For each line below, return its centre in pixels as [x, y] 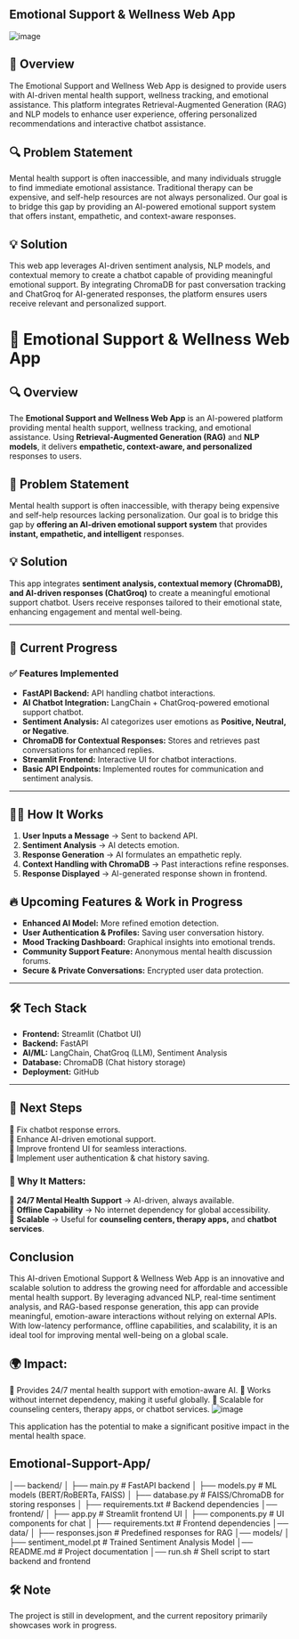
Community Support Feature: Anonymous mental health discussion [147, 951]
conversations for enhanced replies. [88, 750]
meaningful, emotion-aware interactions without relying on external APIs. [143, 1316]
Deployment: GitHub [61, 1072]
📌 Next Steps [46, 1108]
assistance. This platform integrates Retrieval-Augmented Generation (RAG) [148, 104]
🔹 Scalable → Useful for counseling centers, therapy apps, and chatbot [143, 1219]
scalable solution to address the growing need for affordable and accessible [149, 1287]
